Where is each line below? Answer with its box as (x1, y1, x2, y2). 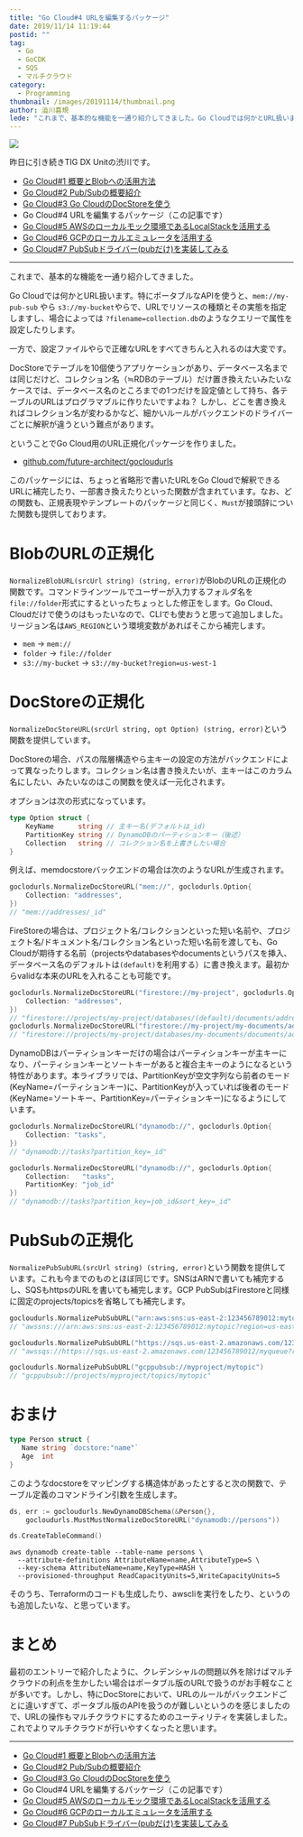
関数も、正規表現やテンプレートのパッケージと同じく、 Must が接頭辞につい (16, 497, 294, 508)
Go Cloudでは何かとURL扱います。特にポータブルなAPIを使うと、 (9, 291, 253, 301)
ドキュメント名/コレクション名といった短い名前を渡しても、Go (43, 936, 278, 947)
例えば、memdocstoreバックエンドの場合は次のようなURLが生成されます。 (9, 864, 289, 875)
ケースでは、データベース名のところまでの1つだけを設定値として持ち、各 (9, 385, 280, 396)
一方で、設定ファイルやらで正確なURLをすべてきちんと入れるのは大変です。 (9, 344, 291, 355)
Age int (21, 1452, 54, 1461)
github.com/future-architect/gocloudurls (22, 457, 174, 467)
